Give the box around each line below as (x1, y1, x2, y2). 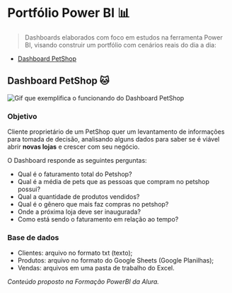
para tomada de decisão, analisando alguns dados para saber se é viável (7, 135, 220, 144)
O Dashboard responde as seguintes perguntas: (7, 156, 147, 165)
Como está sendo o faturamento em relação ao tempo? (17, 215, 179, 224)
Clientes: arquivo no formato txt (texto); (17, 248, 133, 258)
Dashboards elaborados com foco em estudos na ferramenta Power (24, 33, 223, 42)
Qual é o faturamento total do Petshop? (17, 170, 132, 178)
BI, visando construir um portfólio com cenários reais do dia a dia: (24, 40, 217, 49)
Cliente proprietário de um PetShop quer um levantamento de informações (7, 127, 225, 136)
